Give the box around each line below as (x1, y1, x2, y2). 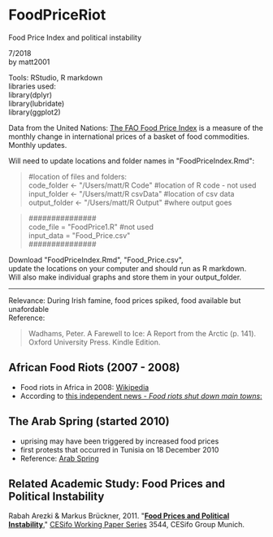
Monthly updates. (8, 140, 67, 149)
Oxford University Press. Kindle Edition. (28, 337, 161, 347)
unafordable (8, 304, 50, 314)
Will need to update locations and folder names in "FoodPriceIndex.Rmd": (8, 156, 255, 166)
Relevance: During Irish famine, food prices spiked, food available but (8, 295, 241, 305)
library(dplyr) (8, 89, 53, 99)
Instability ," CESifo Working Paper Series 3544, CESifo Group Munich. (8, 520, 245, 530)
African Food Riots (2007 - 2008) (8, 361, 180, 375)
